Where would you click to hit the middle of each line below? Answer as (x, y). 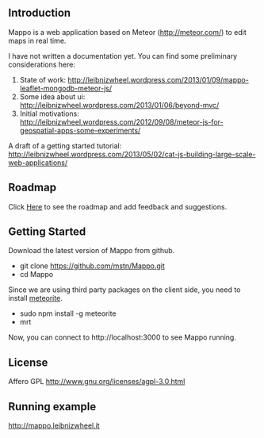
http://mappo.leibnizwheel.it (54, 426)
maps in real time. (37, 40)
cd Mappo (36, 275)
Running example (52, 407)
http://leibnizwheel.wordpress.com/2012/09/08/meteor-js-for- (121, 121)
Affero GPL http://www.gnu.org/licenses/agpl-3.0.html (97, 382)
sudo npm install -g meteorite (68, 313)
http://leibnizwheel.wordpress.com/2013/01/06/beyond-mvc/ (119, 105)
